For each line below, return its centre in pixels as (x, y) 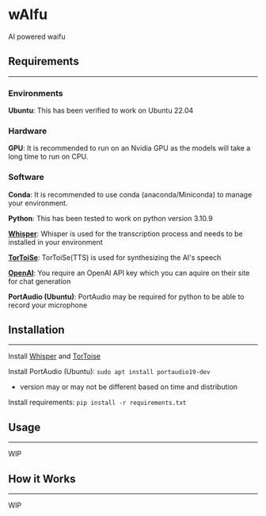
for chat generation (40, 281)
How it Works (42, 478)
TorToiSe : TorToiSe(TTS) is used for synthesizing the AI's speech (115, 257)
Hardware (28, 131)
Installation (36, 330)
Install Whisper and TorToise (55, 356)
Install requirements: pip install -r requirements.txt (97, 403)
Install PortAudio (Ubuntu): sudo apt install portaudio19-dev (109, 372)
